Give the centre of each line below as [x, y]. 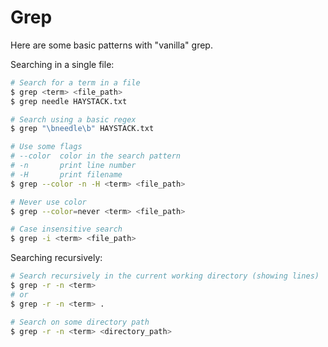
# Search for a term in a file [75, 82]
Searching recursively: [56, 258]
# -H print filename [66, 174]
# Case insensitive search [66, 229]
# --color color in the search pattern [96, 156]
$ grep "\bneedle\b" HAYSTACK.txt [82, 129]
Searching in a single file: [62, 64]
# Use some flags [46, 147]
